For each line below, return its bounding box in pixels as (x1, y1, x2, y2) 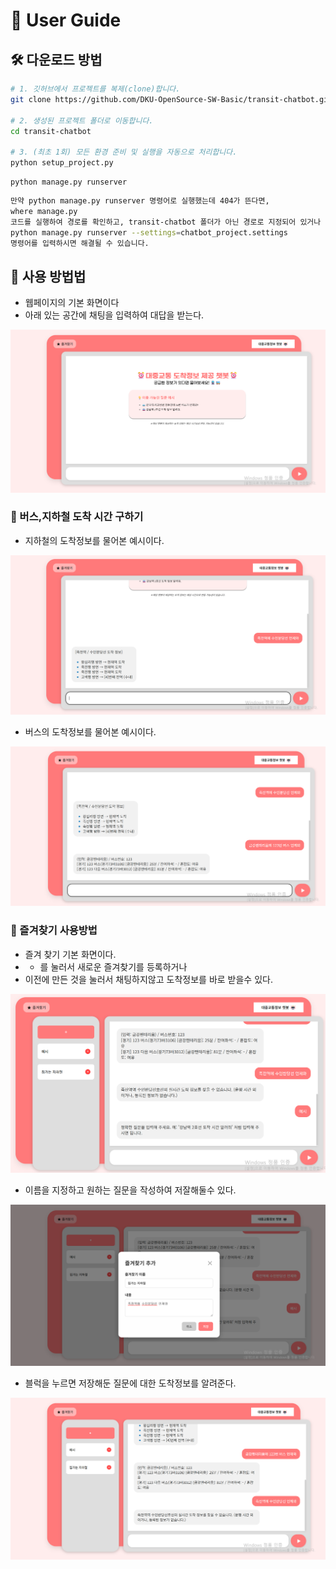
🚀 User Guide (10, 9, 122, 32)
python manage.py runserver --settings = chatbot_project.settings (10, 227, 288, 238)
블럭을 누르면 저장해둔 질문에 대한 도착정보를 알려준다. (24, 1377, 237, 1389)
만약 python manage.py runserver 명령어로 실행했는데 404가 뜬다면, (10, 196, 270, 206)
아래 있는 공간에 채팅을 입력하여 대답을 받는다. (24, 309, 205, 321)
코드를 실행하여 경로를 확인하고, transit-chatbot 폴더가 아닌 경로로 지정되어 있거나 (10, 217, 322, 227)
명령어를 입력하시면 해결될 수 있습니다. (10, 238, 150, 248)
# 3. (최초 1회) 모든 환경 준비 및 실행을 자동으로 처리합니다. (10, 147, 238, 158)
